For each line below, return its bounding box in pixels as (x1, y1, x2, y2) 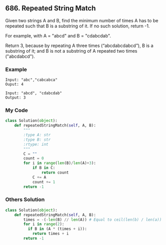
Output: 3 (5, 95, 26, 100)
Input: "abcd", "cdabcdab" (5, 91, 62, 96)
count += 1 (32, 179, 56, 184)
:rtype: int (23, 142, 49, 147)
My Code (5, 107, 28, 114)
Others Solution (5, 196, 45, 203)
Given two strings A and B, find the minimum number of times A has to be (5, 17, 158, 23)
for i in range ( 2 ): (23, 222, 65, 227)
